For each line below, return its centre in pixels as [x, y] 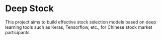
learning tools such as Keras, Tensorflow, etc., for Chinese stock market [79, 27]
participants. [18, 32]
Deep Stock [30, 9]
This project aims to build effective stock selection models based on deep [81, 22]
